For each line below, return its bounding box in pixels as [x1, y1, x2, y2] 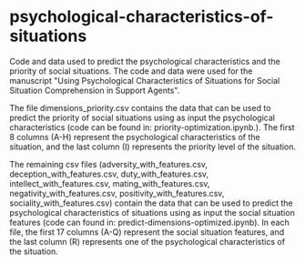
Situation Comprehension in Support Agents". [9, 85, 180, 96]
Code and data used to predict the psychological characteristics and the [9, 56, 280, 66]
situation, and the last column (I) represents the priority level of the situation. [9, 141, 297, 152]
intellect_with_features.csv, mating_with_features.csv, [9, 178, 210, 188]
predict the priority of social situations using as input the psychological [9, 112, 276, 123]
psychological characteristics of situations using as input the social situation [9, 207, 296, 218]
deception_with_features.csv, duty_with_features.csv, [9, 168, 209, 179]
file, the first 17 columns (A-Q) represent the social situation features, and [9, 226, 285, 238]
